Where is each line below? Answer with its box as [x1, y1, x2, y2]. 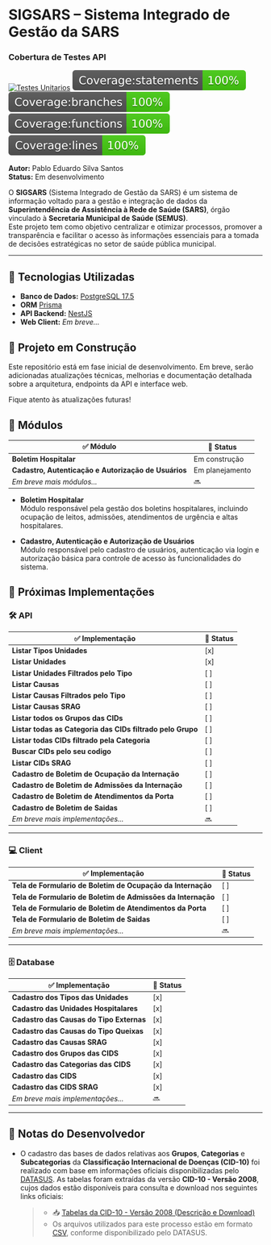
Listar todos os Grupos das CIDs [11, 713, 123, 722]
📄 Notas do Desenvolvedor [8, 1127, 145, 1141]
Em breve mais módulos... [11, 477, 98, 486]
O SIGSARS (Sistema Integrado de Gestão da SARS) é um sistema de [8, 188, 238, 198]
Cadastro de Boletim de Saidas [11, 802, 119, 812]
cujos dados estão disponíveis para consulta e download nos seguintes [19, 1183, 258, 1193]
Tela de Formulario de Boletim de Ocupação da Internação [11, 881, 212, 890]
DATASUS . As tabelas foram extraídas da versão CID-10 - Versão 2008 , [19, 1174, 260, 1184]
